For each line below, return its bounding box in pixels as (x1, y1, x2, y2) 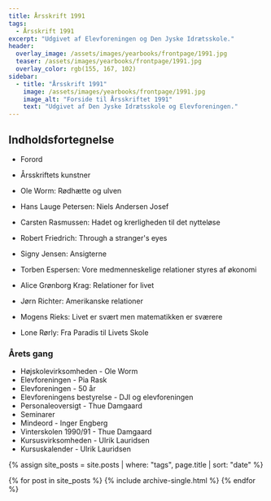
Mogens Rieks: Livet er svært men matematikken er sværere (20, 311, 223, 321)
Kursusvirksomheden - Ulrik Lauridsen (20, 436, 151, 446)
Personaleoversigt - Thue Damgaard (20, 401, 142, 411)
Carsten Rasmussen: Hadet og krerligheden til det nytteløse (20, 217, 221, 227)
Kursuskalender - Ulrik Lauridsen (20, 444, 132, 454)
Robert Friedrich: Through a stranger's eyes (20, 233, 168, 242)
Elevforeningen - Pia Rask (20, 375, 107, 385)
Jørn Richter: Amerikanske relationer (20, 296, 144, 306)
